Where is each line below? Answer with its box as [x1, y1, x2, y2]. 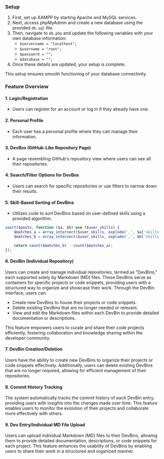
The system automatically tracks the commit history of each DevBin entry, [5, 395, 155, 401]
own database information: [12, 35, 67, 41]
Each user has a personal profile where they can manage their [12, 128, 138, 134]
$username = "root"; [19, 47, 62, 52]
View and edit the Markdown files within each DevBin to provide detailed [12, 310, 160, 316]
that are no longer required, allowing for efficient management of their [5, 368, 146, 374]
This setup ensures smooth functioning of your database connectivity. [5, 71, 147, 77]
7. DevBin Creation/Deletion [5, 346, 63, 352]
